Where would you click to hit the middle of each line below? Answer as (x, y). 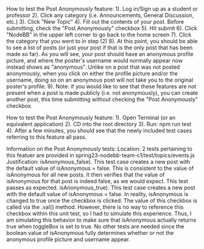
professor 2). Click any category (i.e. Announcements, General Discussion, (100, 15)
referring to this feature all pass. (47, 137)
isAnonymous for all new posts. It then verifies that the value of (86, 175)
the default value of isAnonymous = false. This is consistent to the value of (100, 168)
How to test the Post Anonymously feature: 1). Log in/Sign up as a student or (102, 9)
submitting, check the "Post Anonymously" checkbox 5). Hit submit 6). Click (102, 28)
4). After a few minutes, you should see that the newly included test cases (99, 131)
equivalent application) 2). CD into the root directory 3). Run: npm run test (99, 124)
